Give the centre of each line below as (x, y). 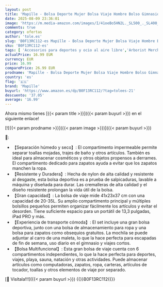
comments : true (20, 28)
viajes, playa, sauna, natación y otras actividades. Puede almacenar (80, 259)
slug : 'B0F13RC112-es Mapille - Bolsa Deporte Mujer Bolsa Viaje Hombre (80, 41)
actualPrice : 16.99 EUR (29, 55)
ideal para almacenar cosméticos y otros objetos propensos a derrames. (85, 158)
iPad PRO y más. (29, 217)
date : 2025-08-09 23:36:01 (32, 18)
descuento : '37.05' (25, 95)
